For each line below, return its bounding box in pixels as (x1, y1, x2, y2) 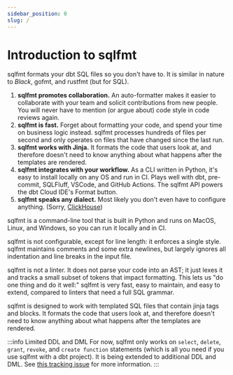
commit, (17, 180, 41, 189)
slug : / (7, 17, 30, 24)
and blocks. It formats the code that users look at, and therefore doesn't (7, 309, 215, 318)
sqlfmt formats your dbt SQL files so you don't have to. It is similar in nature (7, 70, 225, 79)
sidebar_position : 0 (7, 10, 68, 18)
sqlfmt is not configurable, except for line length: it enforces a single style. (7, 238, 222, 246)
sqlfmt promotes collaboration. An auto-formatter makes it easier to (17, 91, 216, 100)
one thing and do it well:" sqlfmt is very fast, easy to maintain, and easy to (7, 281, 220, 289)
